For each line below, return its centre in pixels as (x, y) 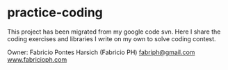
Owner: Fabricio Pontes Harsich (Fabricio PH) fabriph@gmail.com (101, 52)
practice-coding (55, 13)
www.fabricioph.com (37, 59)
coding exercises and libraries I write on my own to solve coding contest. (112, 38)
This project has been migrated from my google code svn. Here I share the (114, 32)
